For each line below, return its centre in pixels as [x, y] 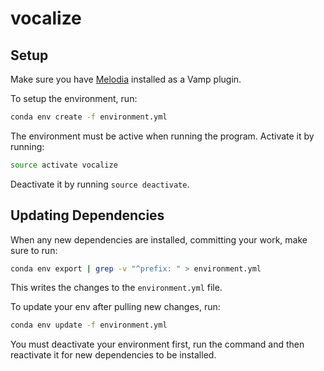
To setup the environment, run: [74, 98]
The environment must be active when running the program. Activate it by [162, 136]
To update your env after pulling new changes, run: [115, 307]
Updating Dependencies [87, 215]
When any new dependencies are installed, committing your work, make [159, 239]
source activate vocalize [64, 165]
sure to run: [34, 250]
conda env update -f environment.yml [89, 325]
